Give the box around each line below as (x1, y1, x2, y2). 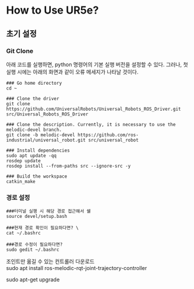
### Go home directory (6, 80, 62, 86)
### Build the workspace (6, 173, 67, 179)
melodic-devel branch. (6, 127, 62, 133)
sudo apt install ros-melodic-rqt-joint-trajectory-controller (6, 265, 147, 272)
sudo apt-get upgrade (6, 276, 60, 283)
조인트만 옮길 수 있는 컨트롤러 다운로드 (6, 258, 95, 265)
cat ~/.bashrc (6, 230, 41, 236)
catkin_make (6, 178, 35, 184)
